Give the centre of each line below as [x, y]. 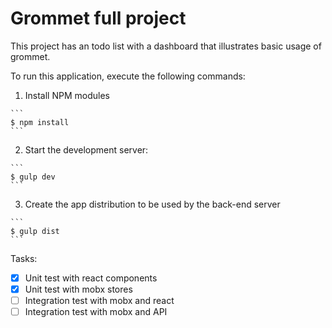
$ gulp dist [35, 231]
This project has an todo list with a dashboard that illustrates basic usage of [166, 46]
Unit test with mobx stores [78, 289]
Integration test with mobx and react [99, 301]
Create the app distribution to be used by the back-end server [152, 204]
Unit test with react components [91, 278]
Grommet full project [98, 18]
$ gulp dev [33, 177]
